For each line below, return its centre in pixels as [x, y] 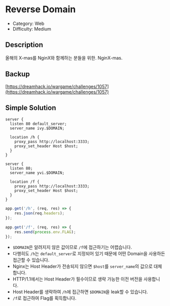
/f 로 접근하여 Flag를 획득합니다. [44, 298]
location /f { [25, 182]
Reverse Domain [41, 9]
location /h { [25, 137]
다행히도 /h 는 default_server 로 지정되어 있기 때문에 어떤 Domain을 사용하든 [89, 254]
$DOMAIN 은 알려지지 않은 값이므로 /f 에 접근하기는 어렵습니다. [72, 247]
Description [24, 45]
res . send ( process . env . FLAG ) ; [45, 232]
